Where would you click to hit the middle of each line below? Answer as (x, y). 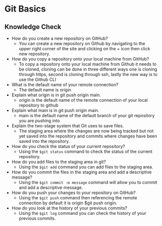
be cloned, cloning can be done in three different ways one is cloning (88, 69)
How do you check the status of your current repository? (68, 146)
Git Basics (25, 9)
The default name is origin (45, 90)
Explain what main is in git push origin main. (55, 110)
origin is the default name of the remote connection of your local (83, 100)
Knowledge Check (33, 27)
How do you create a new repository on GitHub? (60, 38)
